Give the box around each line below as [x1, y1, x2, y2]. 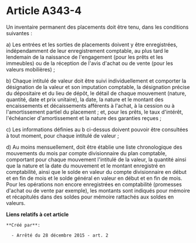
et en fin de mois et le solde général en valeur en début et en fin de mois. [6, 174, 183, 182]
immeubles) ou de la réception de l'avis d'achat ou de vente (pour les [6, 60, 174, 67]
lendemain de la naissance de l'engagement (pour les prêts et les [6, 53, 164, 60]
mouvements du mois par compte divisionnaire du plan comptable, [6, 149, 167, 156]
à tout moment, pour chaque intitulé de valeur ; [6, 132, 119, 139]
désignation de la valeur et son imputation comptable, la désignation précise [6, 83, 190, 90]
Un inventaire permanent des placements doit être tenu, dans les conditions [6, 23, 189, 30]
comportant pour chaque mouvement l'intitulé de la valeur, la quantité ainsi [6, 156, 187, 163]
